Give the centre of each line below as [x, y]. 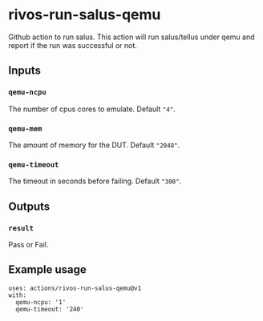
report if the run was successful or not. [73, 45]
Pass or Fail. [28, 244]
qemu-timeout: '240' [50, 309]
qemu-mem [25, 128]
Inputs [25, 71]
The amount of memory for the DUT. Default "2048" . [94, 145]
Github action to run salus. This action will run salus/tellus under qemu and [131, 37]
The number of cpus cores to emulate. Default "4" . [92, 109]
